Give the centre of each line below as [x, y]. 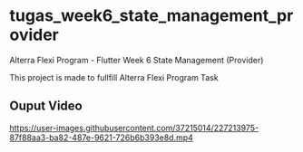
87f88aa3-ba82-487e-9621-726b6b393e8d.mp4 [101, 138]
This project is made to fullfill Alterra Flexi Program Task [114, 77]
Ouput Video [46, 106]
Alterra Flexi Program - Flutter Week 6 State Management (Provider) [137, 60]
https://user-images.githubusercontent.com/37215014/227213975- [134, 128]
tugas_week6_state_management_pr [151, 16]
